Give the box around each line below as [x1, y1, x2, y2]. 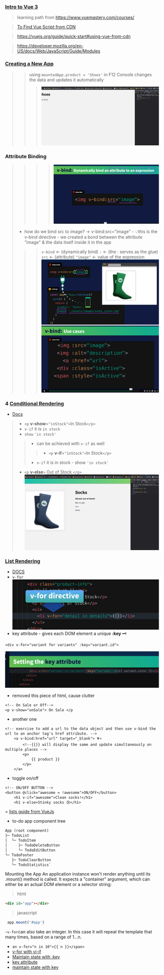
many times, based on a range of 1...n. [5, 934, 82, 940]
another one [12, 716, 37, 722]
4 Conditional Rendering [5, 400, 64, 407]
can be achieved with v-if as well [36, 441, 105, 446]
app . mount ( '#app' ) [7, 920, 45, 925]
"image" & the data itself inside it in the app [24, 239, 111, 245]
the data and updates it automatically [29, 77, 104, 83]
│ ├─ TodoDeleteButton [5, 843, 60, 848]
